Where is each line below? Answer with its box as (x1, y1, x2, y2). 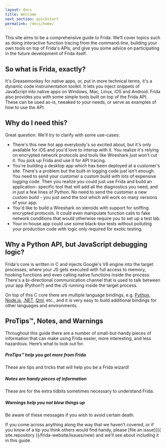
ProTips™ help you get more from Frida (5, 352, 86, 358)
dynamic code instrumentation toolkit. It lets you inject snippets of (5, 83, 140, 89)
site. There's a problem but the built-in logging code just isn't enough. (12, 168, 155, 174)
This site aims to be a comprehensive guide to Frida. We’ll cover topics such (5, 35, 161, 41)
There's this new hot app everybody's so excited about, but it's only (12, 141, 152, 147)
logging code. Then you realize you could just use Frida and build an (12, 178, 152, 184)
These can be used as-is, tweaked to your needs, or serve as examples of (5, 99, 157, 105)
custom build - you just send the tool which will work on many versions (12, 194, 158, 200)
